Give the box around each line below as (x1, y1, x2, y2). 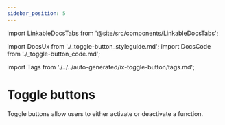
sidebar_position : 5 (7, 10, 67, 17)
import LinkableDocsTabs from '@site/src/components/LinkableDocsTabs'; (7, 29, 219, 37)
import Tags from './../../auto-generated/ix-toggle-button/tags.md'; (7, 62, 195, 71)
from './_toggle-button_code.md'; (7, 49, 101, 58)
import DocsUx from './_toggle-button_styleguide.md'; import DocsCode (7, 42, 211, 50)
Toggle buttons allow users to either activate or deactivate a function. (7, 109, 204, 117)
